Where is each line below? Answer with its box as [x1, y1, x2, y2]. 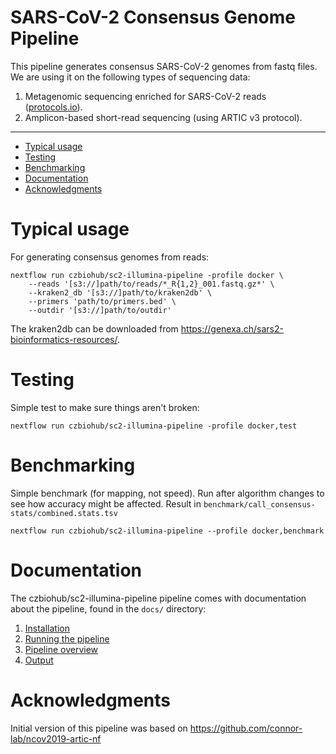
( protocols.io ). [24, 101, 83, 113]
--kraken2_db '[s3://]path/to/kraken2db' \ [28, 287, 213, 298]
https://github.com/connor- [189, 722, 303, 734]
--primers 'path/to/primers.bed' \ [28, 296, 177, 306]
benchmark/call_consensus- [203, 499, 316, 510]
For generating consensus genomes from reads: [10, 251, 210, 263]
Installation [24, 622, 71, 634]
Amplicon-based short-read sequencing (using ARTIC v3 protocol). [24, 111, 303, 123]
